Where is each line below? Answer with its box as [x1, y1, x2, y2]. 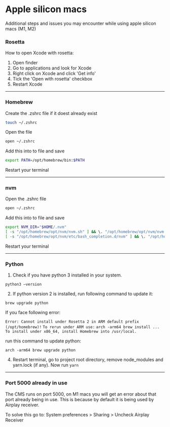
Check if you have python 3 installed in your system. [12, 272, 122, 278]
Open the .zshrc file [5, 196, 47, 202]
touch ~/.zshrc [5, 120, 37, 125]
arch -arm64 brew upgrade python [5, 348, 76, 353]
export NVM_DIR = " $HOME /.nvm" [5, 224, 67, 230]
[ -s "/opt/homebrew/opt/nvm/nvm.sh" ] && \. [5, 229, 103, 235]
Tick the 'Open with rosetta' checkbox [12, 76, 93, 82]
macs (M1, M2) [5, 25, 36, 31]
